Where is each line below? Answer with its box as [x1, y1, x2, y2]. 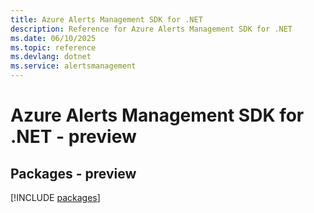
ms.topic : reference [10, 42, 97, 53]
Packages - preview [10, 165, 137, 182]
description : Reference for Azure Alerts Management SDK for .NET [10, 24, 293, 34]
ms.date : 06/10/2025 [10, 33, 97, 43]
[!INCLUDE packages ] [10, 192, 101, 203]
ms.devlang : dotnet [10, 52, 92, 62]
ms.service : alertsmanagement [10, 61, 137, 71]
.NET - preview [10, 126, 137, 148]
